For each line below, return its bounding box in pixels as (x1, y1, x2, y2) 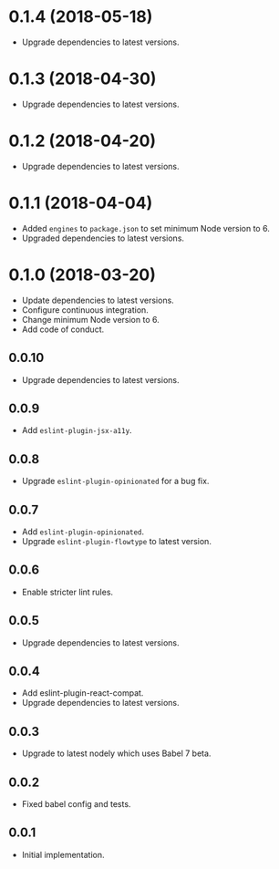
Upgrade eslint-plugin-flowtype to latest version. (21, 535, 212, 546)
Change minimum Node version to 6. (21, 314, 160, 325)
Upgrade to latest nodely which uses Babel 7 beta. (21, 748, 212, 759)
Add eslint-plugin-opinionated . (21, 526, 145, 537)
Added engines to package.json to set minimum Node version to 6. (21, 222, 270, 233)
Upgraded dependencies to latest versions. (21, 233, 184, 243)
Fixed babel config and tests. (21, 799, 131, 809)
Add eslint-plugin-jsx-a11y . (21, 425, 133, 436)
